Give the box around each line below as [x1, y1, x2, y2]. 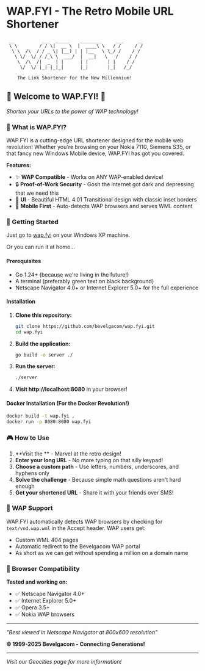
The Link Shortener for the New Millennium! [17, 74, 132, 81]
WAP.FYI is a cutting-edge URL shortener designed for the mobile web [6, 137, 184, 144]
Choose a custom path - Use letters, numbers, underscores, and [15, 463, 179, 470]
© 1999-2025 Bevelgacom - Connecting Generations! [6, 640, 145, 648]
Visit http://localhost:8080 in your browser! [15, 386, 128, 393]
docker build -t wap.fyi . [6, 413, 75, 419]
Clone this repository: [15, 311, 72, 319]
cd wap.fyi [15, 328, 43, 335]
